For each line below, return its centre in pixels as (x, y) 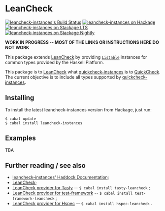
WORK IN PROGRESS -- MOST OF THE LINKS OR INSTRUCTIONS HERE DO (82, 42)
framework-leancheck (33, 199)
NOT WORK (17, 47)
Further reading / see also (46, 165)
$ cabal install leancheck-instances (44, 123)
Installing (20, 98)
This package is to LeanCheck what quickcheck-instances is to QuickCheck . (83, 71)
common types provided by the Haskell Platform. (55, 62)
